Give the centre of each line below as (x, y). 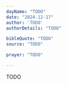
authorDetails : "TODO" (34, 28)
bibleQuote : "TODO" (30, 39)
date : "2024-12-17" (30, 17)
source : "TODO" (25, 44)
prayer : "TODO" (25, 55)
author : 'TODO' (25, 22)
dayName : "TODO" (26, 12)
